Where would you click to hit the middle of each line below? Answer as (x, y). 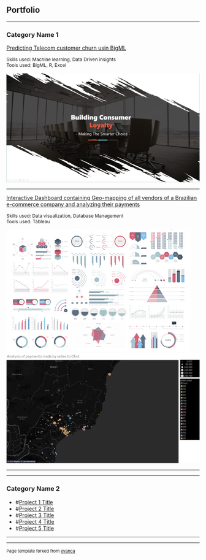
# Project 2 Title (35, 508)
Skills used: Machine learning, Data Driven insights (61, 60)
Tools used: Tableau (28, 221)
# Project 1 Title (34, 502)
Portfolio (23, 10)
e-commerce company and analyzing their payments (73, 204)
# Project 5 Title (34, 528)
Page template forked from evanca (41, 551)
